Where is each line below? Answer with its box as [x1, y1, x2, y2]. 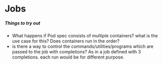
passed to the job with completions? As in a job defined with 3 [12, 49, 141, 55]
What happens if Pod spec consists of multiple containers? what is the [12, 33, 158, 39]
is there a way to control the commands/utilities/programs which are [12, 43, 154, 49]
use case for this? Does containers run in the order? [12, 38, 120, 44]
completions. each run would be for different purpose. [12, 54, 124, 60]
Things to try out [5, 20, 41, 26]
